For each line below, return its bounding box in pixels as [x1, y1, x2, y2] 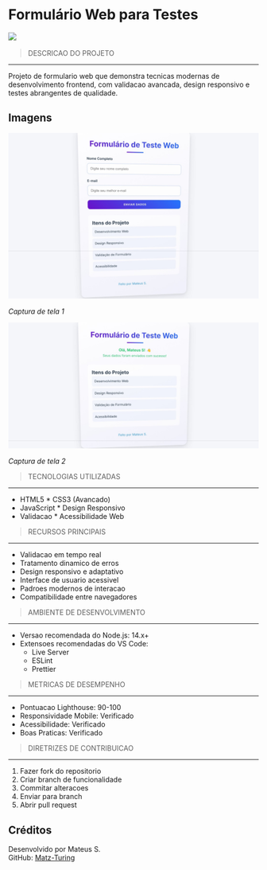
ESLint [31, 656, 53, 665]
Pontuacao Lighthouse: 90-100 [19, 703, 122, 712]
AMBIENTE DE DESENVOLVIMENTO [27, 607, 145, 618]
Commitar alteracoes [19, 783, 89, 793]
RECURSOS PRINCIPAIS [27, 527, 106, 536]
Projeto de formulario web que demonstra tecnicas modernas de [8, 71, 220, 80]
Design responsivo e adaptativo [19, 567, 124, 576]
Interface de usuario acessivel [19, 575, 119, 585]
